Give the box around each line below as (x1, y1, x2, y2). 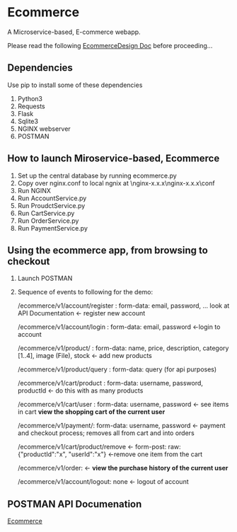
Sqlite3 (17, 117, 39, 125)
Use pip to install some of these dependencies (7, 81, 143, 89)
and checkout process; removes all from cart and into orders (17, 429, 195, 437)
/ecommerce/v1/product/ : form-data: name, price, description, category (17, 344, 229, 352)
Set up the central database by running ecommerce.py (17, 171, 177, 180)
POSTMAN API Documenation (7, 498, 142, 510)
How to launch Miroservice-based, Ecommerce (7, 153, 220, 165)
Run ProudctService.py (17, 201, 86, 209)
